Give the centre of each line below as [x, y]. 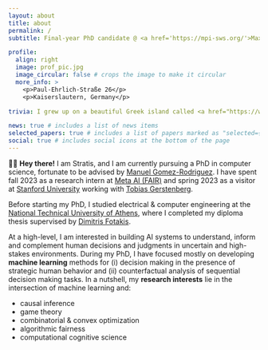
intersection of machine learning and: [70, 288]
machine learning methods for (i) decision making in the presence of [122, 262]
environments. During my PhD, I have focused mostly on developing [143, 253]
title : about [30, 23]
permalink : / [30, 30]
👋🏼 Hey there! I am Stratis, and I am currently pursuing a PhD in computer [130, 163]
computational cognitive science [73, 337]
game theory [41, 312]
